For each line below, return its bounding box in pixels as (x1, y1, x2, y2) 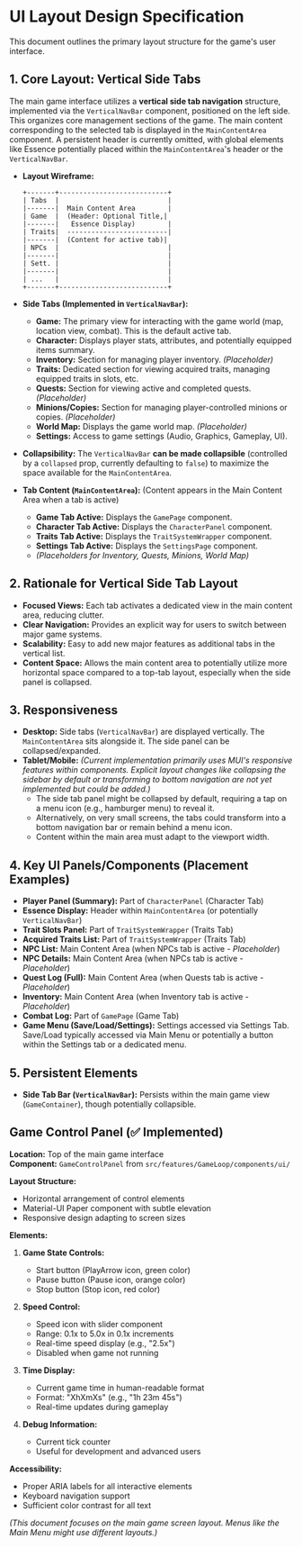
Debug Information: (22, 1418, 98, 1429)
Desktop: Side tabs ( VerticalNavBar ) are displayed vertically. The (22, 727, 265, 737)
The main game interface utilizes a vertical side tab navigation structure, (9, 95, 281, 106)
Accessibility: (9, 1463, 63, 1474)
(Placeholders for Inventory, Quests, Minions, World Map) (35, 549, 250, 560)
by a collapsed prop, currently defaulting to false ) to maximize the (22, 457, 270, 468)
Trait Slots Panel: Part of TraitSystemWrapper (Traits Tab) (22, 925, 234, 936)
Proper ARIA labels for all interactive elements (22, 1480, 193, 1491)
